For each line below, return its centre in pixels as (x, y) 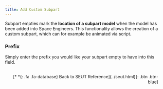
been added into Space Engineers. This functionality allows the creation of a (81, 28)
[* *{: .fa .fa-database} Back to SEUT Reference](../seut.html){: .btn (80, 76)
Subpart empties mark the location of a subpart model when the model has (81, 23)
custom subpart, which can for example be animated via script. (68, 34)
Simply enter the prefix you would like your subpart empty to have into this (80, 57)
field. (10, 62)
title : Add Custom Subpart (32, 9)
